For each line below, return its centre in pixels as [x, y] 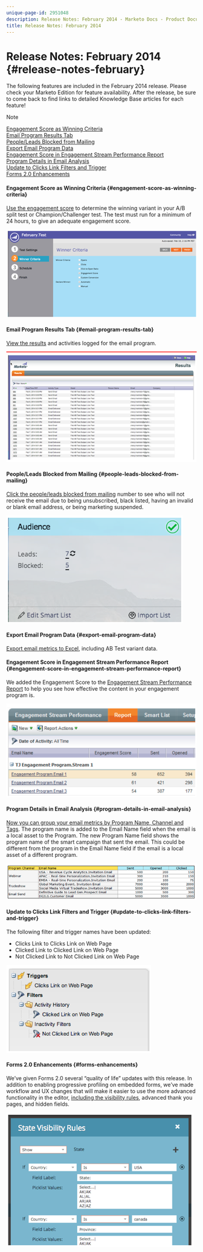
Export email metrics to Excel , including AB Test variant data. [82, 648]
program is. [21, 695]
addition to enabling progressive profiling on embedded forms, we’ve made [100, 1085]
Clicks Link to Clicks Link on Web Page [63, 943]
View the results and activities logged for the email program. [81, 343]
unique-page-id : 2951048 [37, 13]
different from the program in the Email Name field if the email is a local [95, 848]
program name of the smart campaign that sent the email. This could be [96, 842]
